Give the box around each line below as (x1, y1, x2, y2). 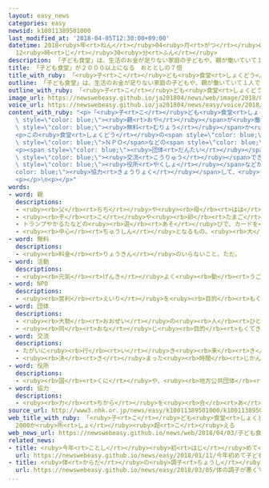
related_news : (8, 436, 56, 445)
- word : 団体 (8, 302, 50, 310)
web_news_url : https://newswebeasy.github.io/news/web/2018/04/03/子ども (8, 429, 256, 437)
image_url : (8, 94, 45, 102)
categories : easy (8, 19, 66, 27)
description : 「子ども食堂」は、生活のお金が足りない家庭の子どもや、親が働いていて (8, 57, 258, 65)
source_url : (8, 406, 48, 415)
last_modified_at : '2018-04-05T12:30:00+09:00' (8, 34, 171, 42)
